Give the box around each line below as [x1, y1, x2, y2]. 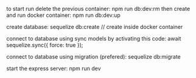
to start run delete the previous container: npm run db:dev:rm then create [6, 5, 191, 12]
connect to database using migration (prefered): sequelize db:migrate [6, 53, 181, 60]
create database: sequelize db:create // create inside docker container [6, 24, 183, 30]
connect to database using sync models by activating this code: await [6, 35, 181, 42]
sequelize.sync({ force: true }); [6, 42, 83, 48]
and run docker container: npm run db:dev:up [6, 11, 121, 19]
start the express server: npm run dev [6, 65, 102, 72]
